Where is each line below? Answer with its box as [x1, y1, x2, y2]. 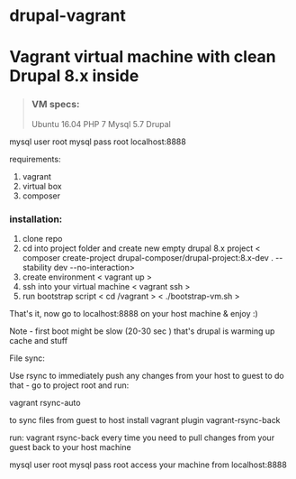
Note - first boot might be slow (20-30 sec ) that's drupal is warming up [9, 326, 275, 336]
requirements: [9, 153, 61, 164]
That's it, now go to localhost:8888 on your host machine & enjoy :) [9, 308, 258, 318]
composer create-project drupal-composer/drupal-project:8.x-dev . [22, 252, 274, 263]
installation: [9, 213, 63, 226]
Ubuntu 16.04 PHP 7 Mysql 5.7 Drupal [31, 118, 171, 129]
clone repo [22, 233, 63, 244]
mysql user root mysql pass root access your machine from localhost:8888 [9, 459, 288, 470]
